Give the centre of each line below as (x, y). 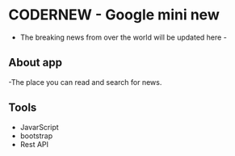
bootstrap (36, 136)
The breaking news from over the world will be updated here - (124, 37)
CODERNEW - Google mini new (114, 15)
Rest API (34, 144)
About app (36, 63)
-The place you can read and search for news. (85, 82)
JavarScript (39, 127)
